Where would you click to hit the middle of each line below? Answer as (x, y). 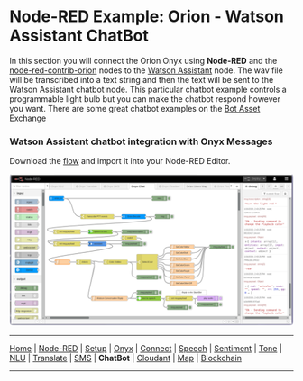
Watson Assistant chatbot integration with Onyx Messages (141, 141)
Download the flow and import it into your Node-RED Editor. (120, 161)
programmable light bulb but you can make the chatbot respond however (145, 99)
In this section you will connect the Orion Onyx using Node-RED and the (143, 60)
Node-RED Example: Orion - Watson (147, 17)
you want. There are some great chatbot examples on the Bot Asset (135, 108)
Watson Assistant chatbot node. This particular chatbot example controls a (148, 89)
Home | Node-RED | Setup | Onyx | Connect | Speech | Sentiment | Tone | (146, 348)
